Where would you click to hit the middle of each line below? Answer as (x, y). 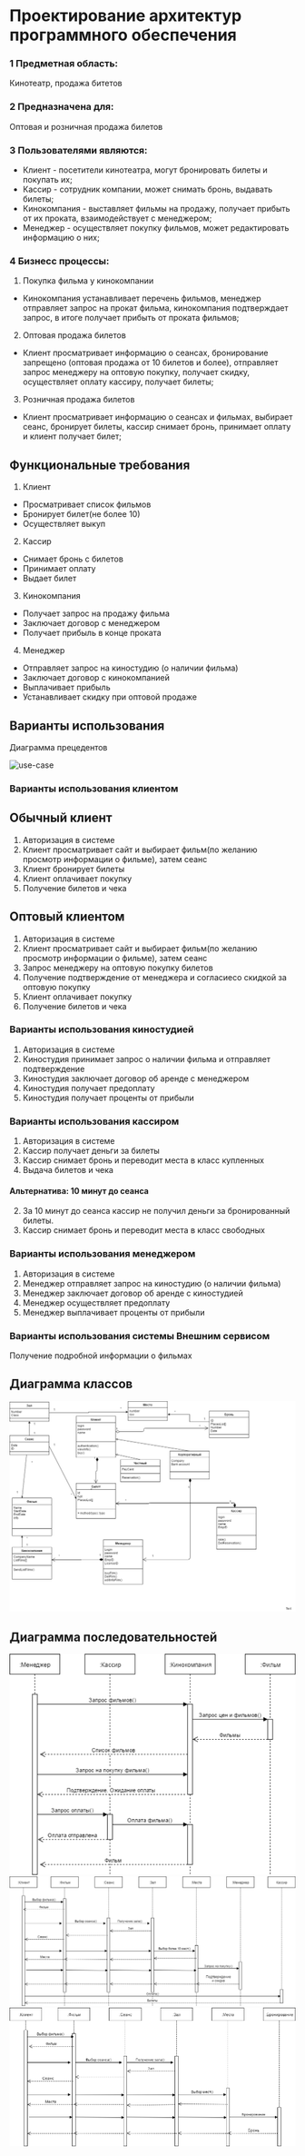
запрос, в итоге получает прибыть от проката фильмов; (131, 318)
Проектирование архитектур (126, 16)
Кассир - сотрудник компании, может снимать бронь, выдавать (148, 189)
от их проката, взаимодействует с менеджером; (117, 218)
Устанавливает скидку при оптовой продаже (110, 697)
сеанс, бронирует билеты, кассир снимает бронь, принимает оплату (157, 427)
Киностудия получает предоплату (89, 1088)
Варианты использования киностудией (102, 1029)
